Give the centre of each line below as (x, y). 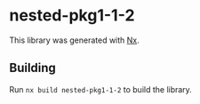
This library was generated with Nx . (74, 40)
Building (32, 68)
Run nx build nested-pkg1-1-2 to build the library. (101, 89)
